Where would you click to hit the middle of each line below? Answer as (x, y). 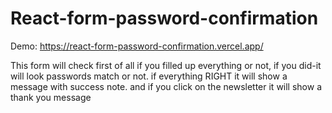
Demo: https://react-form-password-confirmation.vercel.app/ (137, 46)
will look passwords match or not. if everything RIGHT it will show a (149, 76)
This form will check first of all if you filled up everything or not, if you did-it (166, 65)
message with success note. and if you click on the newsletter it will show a (166, 86)
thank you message (51, 97)
